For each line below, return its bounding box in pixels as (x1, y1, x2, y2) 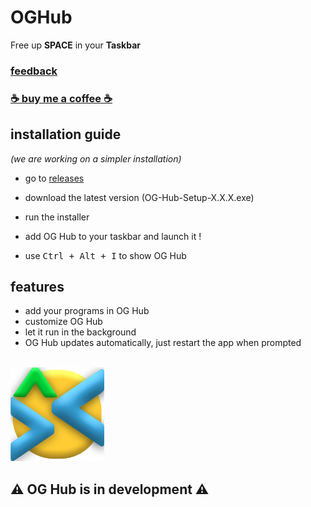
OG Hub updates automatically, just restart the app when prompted (24, 337, 302, 349)
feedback (10, 64, 58, 78)
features (10, 278, 65, 295)
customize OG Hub (24, 316, 103, 328)
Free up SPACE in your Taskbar (10, 39, 141, 51)
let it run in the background (24, 326, 137, 338)
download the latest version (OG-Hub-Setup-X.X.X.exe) (24, 191, 255, 203)
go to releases (24, 172, 85, 184)
